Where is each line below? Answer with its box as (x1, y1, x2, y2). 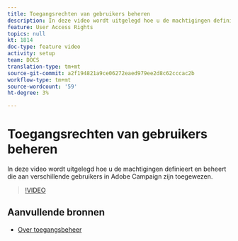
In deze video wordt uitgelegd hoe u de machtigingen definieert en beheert (7, 164, 227, 174)
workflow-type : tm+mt (7, 76, 72, 84)
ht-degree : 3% (7, 89, 50, 96)
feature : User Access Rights (7, 23, 93, 30)
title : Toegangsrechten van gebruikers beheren (7, 10, 151, 18)
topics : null (7, 30, 46, 38)
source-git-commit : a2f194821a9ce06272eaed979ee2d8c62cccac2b (7, 69, 195, 77)
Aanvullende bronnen (7, 206, 105, 218)
